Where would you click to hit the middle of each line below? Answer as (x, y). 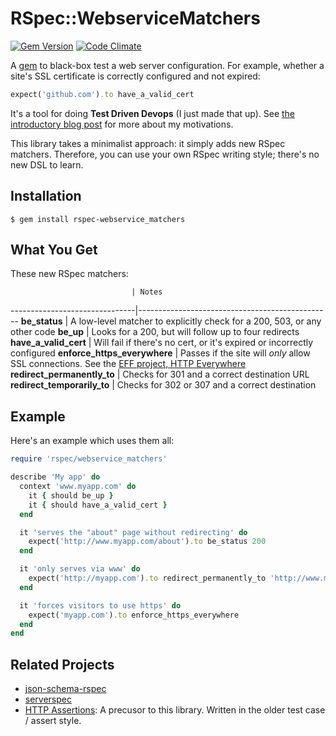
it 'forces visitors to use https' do (100, 605)
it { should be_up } (71, 495)
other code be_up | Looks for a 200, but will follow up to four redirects (155, 332)
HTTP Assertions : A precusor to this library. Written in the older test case (175, 710)
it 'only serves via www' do (80, 569)
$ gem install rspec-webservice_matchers (98, 219)
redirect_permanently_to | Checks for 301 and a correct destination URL (160, 374)
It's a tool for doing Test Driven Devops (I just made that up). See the (153, 113)
